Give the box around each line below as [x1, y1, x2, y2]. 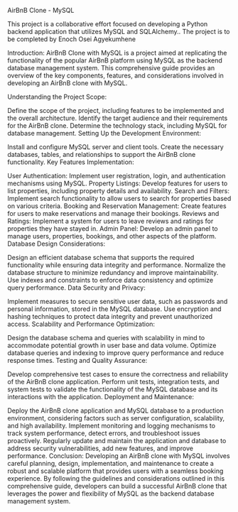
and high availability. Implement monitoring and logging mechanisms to [7, 422, 215, 430]
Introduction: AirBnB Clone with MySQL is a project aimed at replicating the [7, 49, 227, 57]
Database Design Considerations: [7, 239, 105, 248]
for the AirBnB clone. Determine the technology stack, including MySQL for [7, 121, 227, 130]
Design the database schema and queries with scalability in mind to [7, 334, 205, 342]
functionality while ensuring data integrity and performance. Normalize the [7, 261, 226, 269]
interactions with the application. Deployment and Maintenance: [7, 393, 194, 401]
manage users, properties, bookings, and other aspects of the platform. [7, 232, 217, 240]
